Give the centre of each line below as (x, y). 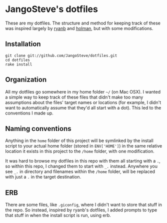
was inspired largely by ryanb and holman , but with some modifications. (79, 28)
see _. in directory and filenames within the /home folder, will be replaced (80, 171)
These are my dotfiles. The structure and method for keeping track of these (83, 23)
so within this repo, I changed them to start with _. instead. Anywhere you (81, 166)
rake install (19, 64)
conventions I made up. (29, 113)
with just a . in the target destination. (43, 177)
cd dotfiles (17, 60)
